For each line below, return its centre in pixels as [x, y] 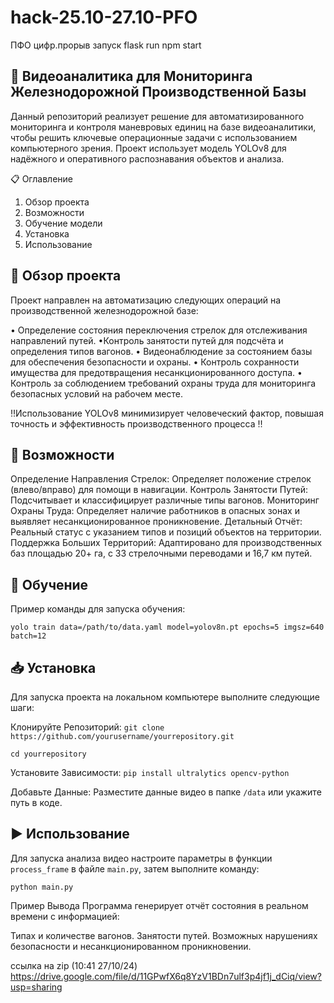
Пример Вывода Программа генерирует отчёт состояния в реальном [159, 905]
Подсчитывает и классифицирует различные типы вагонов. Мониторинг [165, 500]
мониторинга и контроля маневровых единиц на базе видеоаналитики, [163, 127]
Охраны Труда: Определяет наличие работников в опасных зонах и [155, 511]
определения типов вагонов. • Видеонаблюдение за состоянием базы [161, 351]
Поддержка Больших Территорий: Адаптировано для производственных [166, 543]
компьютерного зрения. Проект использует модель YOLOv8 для [148, 148]
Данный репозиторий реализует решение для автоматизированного [157, 116]
